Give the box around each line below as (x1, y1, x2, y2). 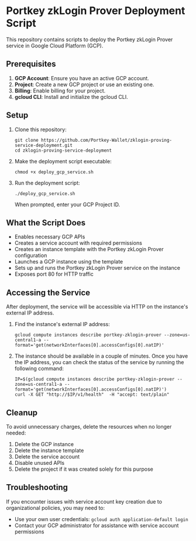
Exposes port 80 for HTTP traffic (14, 270, 94, 278)
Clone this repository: (14, 126, 67, 133)
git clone (14, 137, 39, 143)
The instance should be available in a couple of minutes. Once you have (14, 352, 188, 359)
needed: (6, 429, 26, 436)
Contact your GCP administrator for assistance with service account (14, 522, 179, 529)
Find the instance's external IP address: (14, 321, 110, 328)
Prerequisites (6, 59, 56, 69)
